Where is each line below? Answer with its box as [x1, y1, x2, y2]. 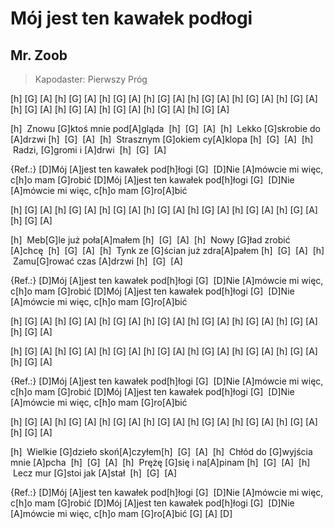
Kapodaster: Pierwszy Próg [34, 73, 148, 85]
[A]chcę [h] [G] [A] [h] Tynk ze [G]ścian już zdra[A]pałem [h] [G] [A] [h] [10, 245, 325, 256]
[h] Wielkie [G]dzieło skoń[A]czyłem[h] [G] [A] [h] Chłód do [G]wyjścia [10, 446, 313, 457]
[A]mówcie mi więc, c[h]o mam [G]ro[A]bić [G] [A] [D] [10, 508, 233, 519]
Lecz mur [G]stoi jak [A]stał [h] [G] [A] [12, 467, 178, 479]
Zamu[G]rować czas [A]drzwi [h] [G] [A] [12, 255, 183, 267]
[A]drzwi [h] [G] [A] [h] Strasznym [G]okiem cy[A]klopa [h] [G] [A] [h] [10, 133, 314, 145]
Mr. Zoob [10, 47, 68, 64]
